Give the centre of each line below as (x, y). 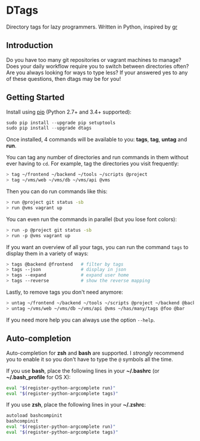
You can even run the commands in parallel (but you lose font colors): (92, 219)
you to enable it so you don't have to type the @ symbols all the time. (90, 359)
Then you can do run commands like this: (57, 191)
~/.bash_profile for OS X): (38, 377)
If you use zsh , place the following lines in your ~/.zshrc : (76, 405)
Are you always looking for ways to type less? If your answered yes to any (97, 73)
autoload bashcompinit (34, 416)
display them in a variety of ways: (47, 253)
